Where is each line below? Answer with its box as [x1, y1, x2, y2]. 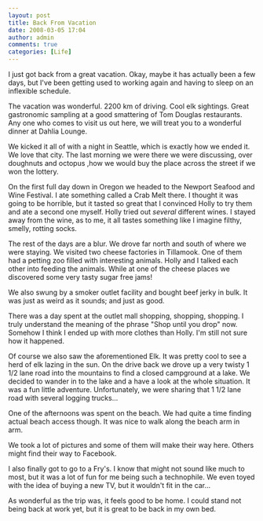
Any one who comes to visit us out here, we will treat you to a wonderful [8, 119, 242, 127]
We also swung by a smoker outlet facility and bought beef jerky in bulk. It [8, 288, 248, 297]
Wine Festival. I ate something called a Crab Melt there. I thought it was [8, 190, 239, 200]
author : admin [8, 33, 55, 42]
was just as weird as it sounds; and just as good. [8, 296, 165, 305]
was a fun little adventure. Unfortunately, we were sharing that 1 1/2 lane [8, 385, 242, 394]
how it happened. [8, 336, 65, 346]
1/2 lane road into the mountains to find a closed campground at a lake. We [8, 369, 250, 377]
